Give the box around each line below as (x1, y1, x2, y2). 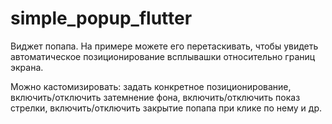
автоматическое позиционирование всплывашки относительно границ (10, 50, 316, 62)
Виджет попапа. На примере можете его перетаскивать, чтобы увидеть (10, 40, 319, 52)
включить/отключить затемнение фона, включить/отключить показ (10, 91, 301, 103)
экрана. (10, 61, 44, 73)
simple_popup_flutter (10, 7, 193, 30)
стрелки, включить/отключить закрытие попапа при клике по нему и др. (10, 102, 323, 114)
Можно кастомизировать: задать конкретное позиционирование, (10, 80, 292, 92)
